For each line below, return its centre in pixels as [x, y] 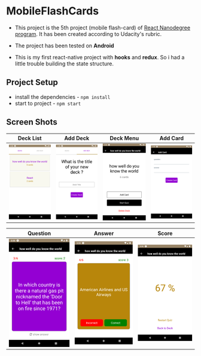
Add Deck [77, 138]
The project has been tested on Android [65, 46]
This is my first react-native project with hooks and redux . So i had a [100, 57]
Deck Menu [124, 138]
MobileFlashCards [53, 11]
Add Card [172, 138]
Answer [104, 233]
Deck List [30, 138]
